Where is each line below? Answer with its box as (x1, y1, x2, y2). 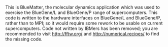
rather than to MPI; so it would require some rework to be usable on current (5, 20, 163, 26)
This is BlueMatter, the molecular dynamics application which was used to (5, 4, 160, 10)
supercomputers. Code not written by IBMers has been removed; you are (5, 25, 158, 31)
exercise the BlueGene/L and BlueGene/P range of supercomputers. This (5, 9, 158, 15)
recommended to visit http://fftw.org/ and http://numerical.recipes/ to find (5, 31, 159, 36)
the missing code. (5, 36, 43, 42)
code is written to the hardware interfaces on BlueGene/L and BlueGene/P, (5, 15, 161, 20)
